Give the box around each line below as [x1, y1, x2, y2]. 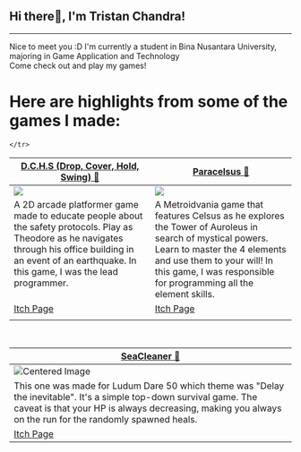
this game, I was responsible [155, 265, 275, 277]
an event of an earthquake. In [13, 254, 137, 267]
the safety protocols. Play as [13, 220, 133, 233]
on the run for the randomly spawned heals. [13, 413, 198, 425]
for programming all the [155, 277, 254, 289]
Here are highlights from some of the [9, 91, 288, 112]
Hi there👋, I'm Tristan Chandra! [9, 9, 186, 24]
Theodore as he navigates [13, 232, 124, 244]
